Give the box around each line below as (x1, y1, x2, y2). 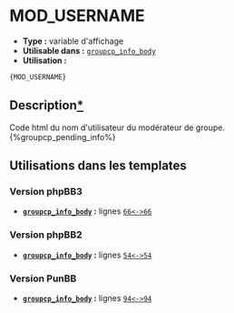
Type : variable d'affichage (22, 35, 124, 46)
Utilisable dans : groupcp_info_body (22, 45, 156, 56)
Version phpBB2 (9, 228, 83, 241)
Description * (9, 97, 84, 114)
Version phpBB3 (9, 185, 83, 197)
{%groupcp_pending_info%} (9, 131, 116, 142)
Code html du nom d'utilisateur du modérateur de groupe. (9, 122, 225, 133)
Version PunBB (9, 272, 77, 285)
